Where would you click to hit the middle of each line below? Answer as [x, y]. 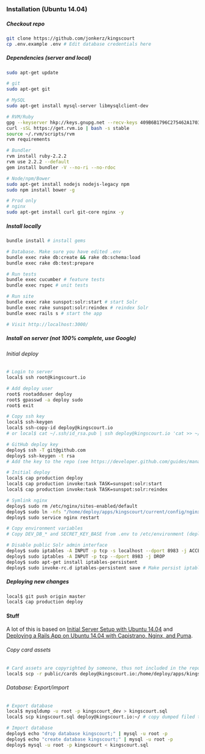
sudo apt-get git [28, 89]
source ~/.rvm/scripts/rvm [41, 134]
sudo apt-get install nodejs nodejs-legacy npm [68, 184]
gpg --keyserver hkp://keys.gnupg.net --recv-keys [72, 123]
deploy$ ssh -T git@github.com [46, 450]
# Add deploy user [30, 388]
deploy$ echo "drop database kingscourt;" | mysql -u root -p [87, 734]
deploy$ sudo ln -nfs [34, 512]
